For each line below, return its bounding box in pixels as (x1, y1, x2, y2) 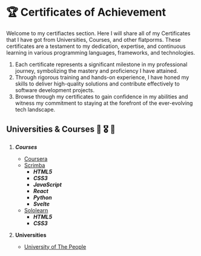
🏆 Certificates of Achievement (6, 5, 166, 19)
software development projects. (15, 86, 95, 93)
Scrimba (24, 161, 45, 169)
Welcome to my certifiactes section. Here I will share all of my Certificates (6, 29, 191, 37)
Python (33, 194, 53, 201)
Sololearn (24, 206, 48, 214)
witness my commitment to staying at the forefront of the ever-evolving (15, 99, 193, 107)
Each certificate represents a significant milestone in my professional (15, 61, 188, 68)
